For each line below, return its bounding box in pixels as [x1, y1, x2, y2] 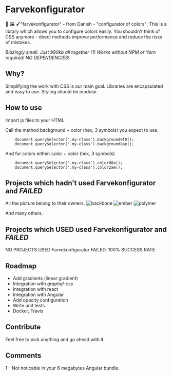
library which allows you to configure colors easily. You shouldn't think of [5, 28, 160, 34]
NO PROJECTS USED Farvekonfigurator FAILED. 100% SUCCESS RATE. [5, 247, 157, 253]
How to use [5, 104, 42, 112]
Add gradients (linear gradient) [12, 275, 78, 281]
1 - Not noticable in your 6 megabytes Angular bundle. [5, 365, 120, 371]
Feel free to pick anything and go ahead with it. [5, 336, 105, 342]
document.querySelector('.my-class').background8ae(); [14, 141, 135, 147]
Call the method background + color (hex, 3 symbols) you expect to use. [5, 127, 159, 133]
